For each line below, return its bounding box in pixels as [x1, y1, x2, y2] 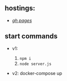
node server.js [19, 61, 51, 66]
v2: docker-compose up [12, 70, 62, 76]
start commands [5, 32, 58, 41]
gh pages [12, 17, 32, 23]
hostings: [5, 4, 36, 13]
